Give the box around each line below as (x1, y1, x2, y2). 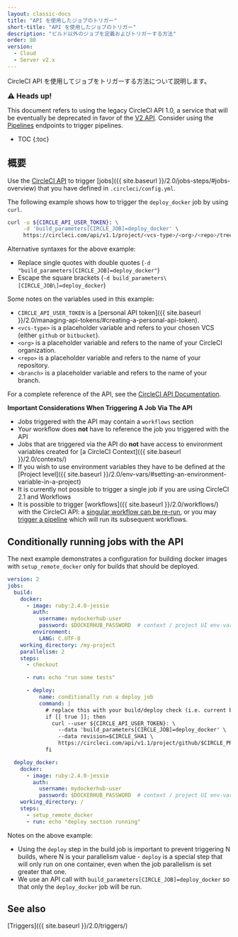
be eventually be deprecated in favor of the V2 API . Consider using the (7, 113, 214, 122)
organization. (17, 346, 57, 355)
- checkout (25, 661, 59, 669)
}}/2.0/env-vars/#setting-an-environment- (103, 470, 227, 479)
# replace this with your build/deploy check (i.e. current (45, 706, 227, 714)
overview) (7, 183, 37, 192)
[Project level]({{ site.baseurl (17, 470, 102, 479)
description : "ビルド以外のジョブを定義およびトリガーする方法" (7, 30, 176, 38)
